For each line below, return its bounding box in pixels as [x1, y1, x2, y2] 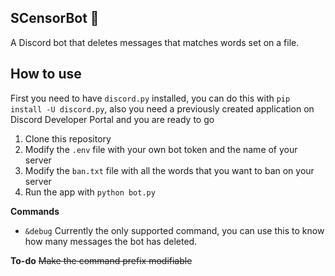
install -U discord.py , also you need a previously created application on [10, 102, 315, 115]
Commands [10, 205, 60, 217]
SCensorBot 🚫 [10, 10, 100, 27]
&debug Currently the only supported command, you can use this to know [24, 224, 325, 236]
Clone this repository [24, 132, 112, 145]
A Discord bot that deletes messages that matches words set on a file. [10, 36, 300, 48]
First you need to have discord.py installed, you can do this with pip [10, 92, 291, 104]
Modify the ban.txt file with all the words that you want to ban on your [24, 164, 315, 176]
